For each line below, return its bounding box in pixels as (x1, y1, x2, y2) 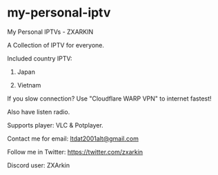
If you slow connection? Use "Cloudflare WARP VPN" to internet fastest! (7, 94, 212, 103)
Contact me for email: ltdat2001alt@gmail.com (7, 134, 139, 143)
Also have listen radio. (7, 107, 70, 116)
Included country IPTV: (7, 54, 72, 63)
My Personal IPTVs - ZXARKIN (7, 28, 94, 36)
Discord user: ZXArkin (7, 161, 70, 169)
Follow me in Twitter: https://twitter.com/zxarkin (7, 147, 143, 156)
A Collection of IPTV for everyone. (7, 41, 105, 49)
